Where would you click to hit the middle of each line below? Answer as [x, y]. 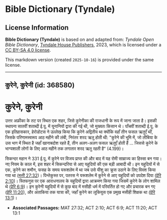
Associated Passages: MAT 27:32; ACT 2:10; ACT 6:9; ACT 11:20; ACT [85, 208]
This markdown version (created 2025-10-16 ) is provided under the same [80, 60]
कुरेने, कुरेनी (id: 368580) [40, 85]
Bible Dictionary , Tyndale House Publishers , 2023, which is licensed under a [83, 45]
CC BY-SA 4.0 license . [28, 50]
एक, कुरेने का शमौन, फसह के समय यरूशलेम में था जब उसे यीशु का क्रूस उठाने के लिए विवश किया [81, 170]
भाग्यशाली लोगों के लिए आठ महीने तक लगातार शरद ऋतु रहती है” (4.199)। [65, 149]
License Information [37, 28]
